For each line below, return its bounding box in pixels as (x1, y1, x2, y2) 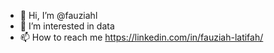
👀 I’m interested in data (19, 20, 115, 32)
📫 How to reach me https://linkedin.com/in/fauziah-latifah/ (19, 31, 264, 43)
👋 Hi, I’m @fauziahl (19, 10, 98, 21)
